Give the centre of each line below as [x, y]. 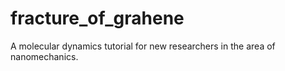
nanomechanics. [44, 56]
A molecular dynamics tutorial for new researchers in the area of [143, 46]
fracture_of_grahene [97, 18]
